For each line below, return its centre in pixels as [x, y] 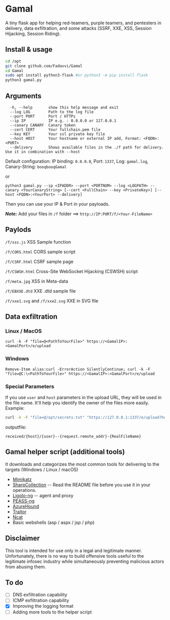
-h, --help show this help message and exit [64, 107]
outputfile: [16, 427]
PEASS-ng [24, 501]
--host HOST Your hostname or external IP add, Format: [76, 138]
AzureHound [26, 506]
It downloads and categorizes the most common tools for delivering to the [82, 464]
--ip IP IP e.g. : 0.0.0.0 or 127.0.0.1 [63, 121]
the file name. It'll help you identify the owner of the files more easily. [77, 403]
